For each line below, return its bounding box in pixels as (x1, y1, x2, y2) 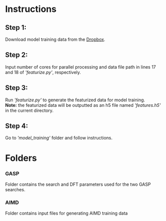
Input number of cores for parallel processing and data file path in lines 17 (5, 64, 156, 70)
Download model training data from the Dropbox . (5, 36, 105, 42)
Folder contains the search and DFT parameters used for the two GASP (5, 181, 151, 187)
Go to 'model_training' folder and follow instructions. (5, 135, 113, 141)
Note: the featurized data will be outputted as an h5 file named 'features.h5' (5, 102, 161, 108)
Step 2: (5, 51, 28, 59)
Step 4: (5, 122, 28, 130)
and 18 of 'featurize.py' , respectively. (5, 69, 81, 75)
